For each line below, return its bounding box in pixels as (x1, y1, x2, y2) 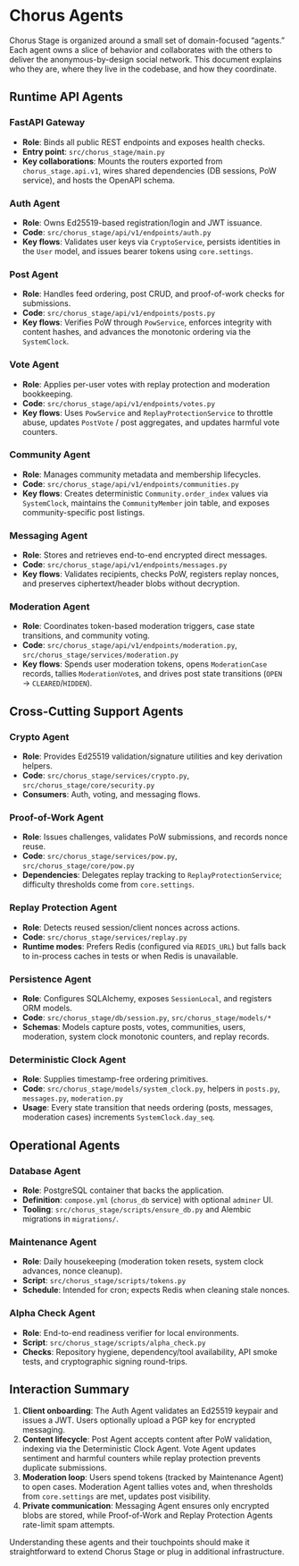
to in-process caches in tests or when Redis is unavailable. (21, 950, 239, 961)
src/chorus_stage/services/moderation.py (21, 651, 179, 660)
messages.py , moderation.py (21, 1093, 123, 1103)
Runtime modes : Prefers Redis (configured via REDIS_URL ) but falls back (21, 940, 287, 951)
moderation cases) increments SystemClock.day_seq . (21, 1111, 216, 1123)
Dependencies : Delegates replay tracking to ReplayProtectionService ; (21, 870, 283, 881)
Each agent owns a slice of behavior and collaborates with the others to (9, 44, 273, 55)
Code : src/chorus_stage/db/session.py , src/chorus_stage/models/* (21, 1012, 272, 1023)
